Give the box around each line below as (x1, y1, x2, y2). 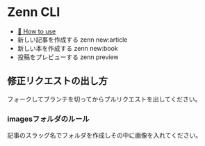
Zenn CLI (7, 4, 60, 20)
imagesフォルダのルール (7, 114, 90, 124)
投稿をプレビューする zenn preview (17, 53, 120, 61)
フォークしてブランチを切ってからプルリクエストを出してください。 (7, 95, 202, 103)
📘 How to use (17, 27, 56, 35)
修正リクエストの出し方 (7, 75, 108, 87)
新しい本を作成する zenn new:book (17, 44, 118, 52)
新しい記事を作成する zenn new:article (17, 35, 128, 44)
